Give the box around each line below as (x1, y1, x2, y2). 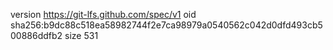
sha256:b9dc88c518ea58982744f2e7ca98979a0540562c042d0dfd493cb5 (10, 19, 323, 31)
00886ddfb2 (10, 30, 63, 41)
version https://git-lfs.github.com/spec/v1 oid (10, 9, 197, 20)
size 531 (64, 30, 99, 41)
